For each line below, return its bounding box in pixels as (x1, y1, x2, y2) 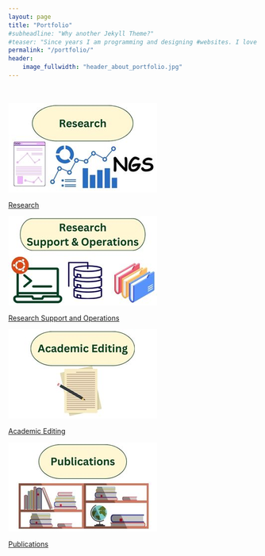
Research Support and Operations (8, 313, 120, 323)
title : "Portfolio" (8, 21, 73, 29)
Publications (8, 539, 49, 549)
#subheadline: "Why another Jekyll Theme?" (8, 29, 155, 37)
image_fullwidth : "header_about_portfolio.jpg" (22, 63, 182, 71)
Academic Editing (8, 426, 66, 435)
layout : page (8, 13, 52, 21)
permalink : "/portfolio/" (8, 46, 94, 55)
